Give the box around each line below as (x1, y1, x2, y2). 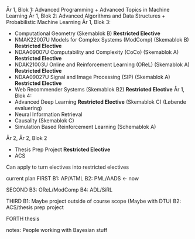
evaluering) (14, 105, 42, 111)
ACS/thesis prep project (6, 204, 64, 211)
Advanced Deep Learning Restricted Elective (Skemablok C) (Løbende (14, 98, 186, 105)
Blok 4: (14, 92, 32, 99)
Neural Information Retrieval (14, 111, 83, 118)
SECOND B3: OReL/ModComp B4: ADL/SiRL (6, 186, 113, 193)
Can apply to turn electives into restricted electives (6, 163, 129, 170)
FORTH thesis (6, 215, 40, 222)
